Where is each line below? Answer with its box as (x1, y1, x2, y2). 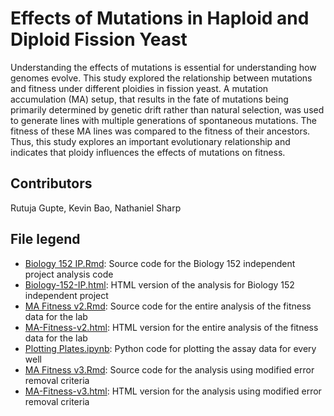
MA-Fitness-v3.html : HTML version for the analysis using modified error (24, 385, 322, 397)
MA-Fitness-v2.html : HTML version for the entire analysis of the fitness (24, 321, 319, 333)
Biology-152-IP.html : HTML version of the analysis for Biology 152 (24, 278, 295, 291)
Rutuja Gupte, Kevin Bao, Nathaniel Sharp (10, 202, 182, 214)
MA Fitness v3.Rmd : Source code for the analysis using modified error (24, 363, 315, 376)
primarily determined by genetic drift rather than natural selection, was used (10, 103, 325, 116)
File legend (10, 231, 81, 248)
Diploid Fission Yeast (10, 28, 188, 51)
